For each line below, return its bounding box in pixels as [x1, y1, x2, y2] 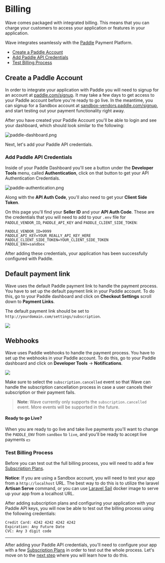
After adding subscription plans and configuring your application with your [5, 500, 156, 506]
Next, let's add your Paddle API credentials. [5, 141, 93, 147]
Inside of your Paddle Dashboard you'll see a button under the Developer [5, 165, 154, 171]
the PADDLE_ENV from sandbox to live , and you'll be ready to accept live [5, 431, 147, 437]
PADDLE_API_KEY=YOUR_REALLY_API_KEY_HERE [5, 233, 91, 239]
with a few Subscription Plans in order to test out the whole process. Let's [5, 547, 155, 553]
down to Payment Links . [5, 298, 55, 304]
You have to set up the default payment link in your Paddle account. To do [5, 288, 155, 294]
